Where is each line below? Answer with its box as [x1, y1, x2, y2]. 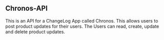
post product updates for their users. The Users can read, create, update [5, 23, 159, 29]
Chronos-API [5, 4, 48, 13]
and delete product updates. [5, 28, 66, 35]
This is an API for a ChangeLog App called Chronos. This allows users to [5, 17, 158, 24]
